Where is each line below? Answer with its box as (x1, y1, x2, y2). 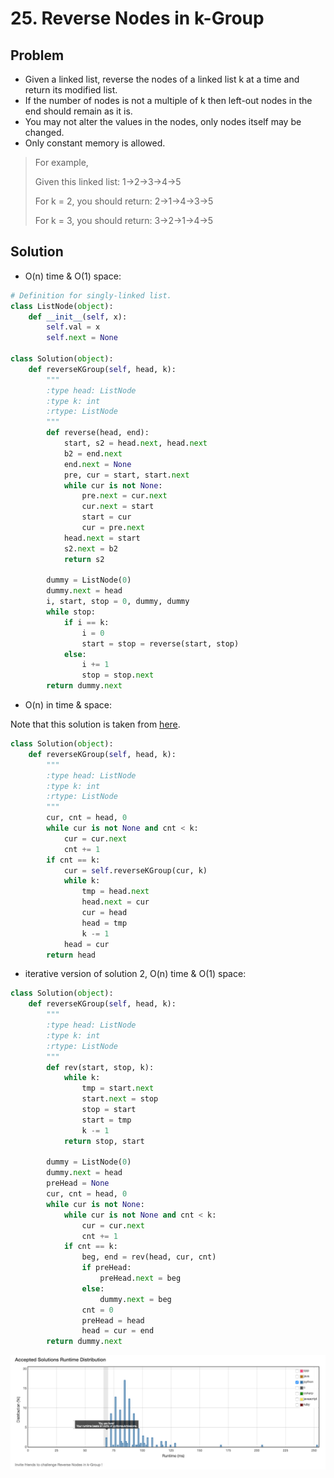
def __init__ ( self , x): (28, 312, 128, 322)
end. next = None (63, 459, 132, 469)
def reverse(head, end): (46, 428, 150, 438)
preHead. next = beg (99, 1273, 182, 1284)
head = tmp (81, 918, 128, 928)
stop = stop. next (81, 670, 155, 681)
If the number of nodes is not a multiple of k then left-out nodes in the (24, 95, 313, 106)
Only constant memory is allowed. (24, 137, 166, 149)
